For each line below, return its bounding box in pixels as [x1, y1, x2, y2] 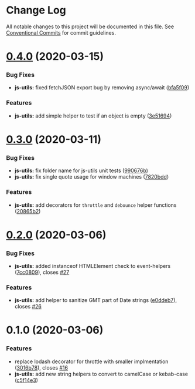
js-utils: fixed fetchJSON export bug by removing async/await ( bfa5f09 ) [14, 84, 189, 91]
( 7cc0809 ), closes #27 [14, 269, 70, 276]
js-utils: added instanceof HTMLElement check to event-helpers [14, 262, 171, 269]
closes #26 [14, 303, 42, 310]
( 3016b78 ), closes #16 [14, 364, 69, 371]
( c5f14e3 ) [14, 377, 38, 384]
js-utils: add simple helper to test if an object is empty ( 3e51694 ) [14, 112, 172, 119]
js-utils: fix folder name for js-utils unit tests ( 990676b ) [14, 167, 148, 174]
